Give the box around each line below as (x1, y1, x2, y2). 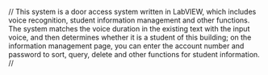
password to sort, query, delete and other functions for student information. (8, 50, 260, 59)
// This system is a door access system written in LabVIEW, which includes (8, 7, 257, 16)
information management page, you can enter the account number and (8, 41, 245, 51)
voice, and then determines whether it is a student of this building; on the (8, 32, 252, 42)
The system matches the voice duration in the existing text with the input (8, 24, 250, 33)
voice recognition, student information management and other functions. (8, 15, 250, 25)
